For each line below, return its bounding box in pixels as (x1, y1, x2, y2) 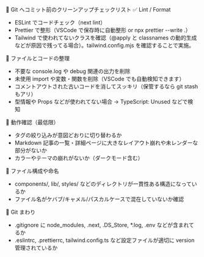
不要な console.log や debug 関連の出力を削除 (14, 68, 131, 75)
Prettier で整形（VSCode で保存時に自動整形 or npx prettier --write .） (14, 27, 191, 33)
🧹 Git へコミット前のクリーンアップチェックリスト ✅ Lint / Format (5, 6, 171, 13)
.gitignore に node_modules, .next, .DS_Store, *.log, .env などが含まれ (14, 222, 189, 228)
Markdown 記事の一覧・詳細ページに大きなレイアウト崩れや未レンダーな (14, 139, 199, 146)
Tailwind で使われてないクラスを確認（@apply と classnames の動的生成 (14, 34, 197, 41)
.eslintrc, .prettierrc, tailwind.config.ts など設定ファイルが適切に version (14, 237, 195, 244)
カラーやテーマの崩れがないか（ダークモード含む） (14, 155, 144, 161)
